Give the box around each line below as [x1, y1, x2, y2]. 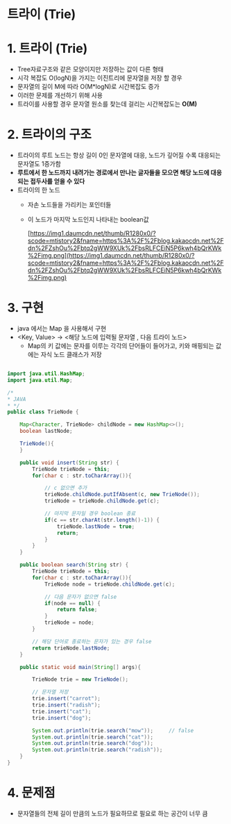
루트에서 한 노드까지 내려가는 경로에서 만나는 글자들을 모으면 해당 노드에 [17, 168, 209, 177]
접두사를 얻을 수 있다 [30, 177, 85, 186]
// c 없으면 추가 [44, 484, 87, 492]
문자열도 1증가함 [17, 160, 61, 168]
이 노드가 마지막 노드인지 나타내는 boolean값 [27, 215, 149, 224]
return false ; [56, 606, 98, 613]
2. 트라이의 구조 [7, 126, 92, 142]
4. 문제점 [7, 785, 55, 801]
